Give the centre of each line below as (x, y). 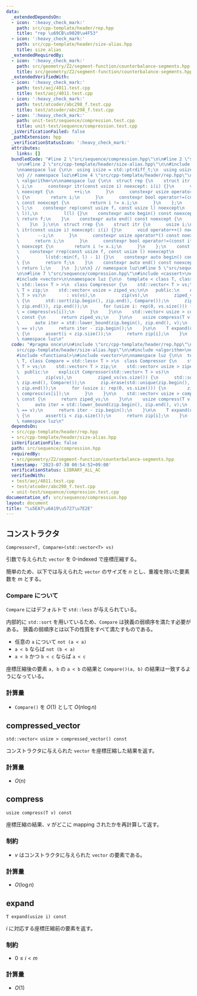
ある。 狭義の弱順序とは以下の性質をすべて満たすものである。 (81, 630)
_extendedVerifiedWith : (40, 77)
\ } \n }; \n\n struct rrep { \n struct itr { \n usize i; (102, 224)
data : (13, 11)
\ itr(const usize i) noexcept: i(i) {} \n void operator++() (99, 230)
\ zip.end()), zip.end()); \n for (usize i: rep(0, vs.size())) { (105, 307)
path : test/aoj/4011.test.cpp (54, 88)
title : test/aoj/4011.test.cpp (55, 93)
